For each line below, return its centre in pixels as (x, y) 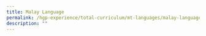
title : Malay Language (35, 12)
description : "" (27, 23)
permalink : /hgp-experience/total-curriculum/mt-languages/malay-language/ (105, 18)
